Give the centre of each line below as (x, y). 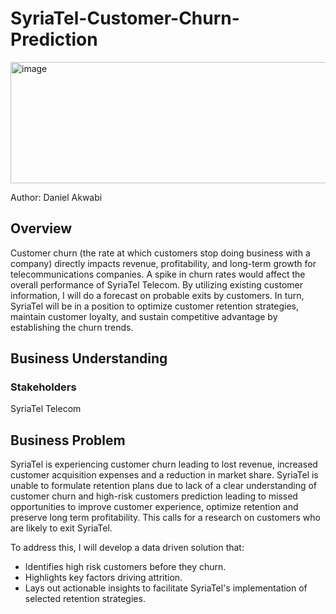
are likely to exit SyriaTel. (61, 528)
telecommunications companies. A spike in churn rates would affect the (158, 274)
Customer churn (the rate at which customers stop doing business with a (160, 253)
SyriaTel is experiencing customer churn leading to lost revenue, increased (164, 464)
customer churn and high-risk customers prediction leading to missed (154, 496)
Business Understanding (89, 358)
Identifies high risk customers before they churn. (125, 567)
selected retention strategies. (85, 599)
